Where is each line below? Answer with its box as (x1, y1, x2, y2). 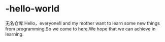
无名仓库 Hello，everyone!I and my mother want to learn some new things (5, 20, 160, 26)
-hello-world (5, 3, 60, 14)
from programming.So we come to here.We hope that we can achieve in (5, 25, 156, 31)
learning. (5, 31, 24, 37)
